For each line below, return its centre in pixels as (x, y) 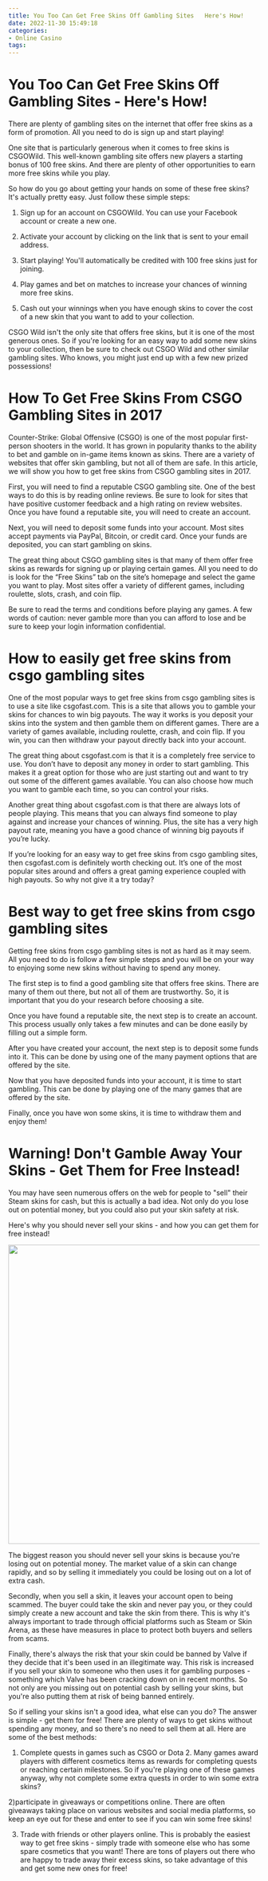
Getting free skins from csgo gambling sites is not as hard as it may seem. (130, 951)
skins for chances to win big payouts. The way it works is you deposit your (131, 714)
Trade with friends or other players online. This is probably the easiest (135, 1834)
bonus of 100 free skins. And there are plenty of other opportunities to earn (132, 165)
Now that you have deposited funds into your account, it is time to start (125, 1080)
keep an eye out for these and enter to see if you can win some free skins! (130, 1819)
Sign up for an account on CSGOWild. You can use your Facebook (128, 213)
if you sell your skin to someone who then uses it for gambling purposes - (130, 1670)
